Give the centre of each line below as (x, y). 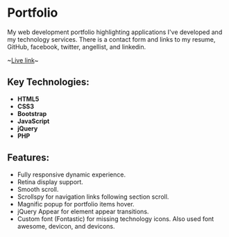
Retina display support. (50, 181)
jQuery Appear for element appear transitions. (83, 211)
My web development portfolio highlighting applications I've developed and (115, 32)
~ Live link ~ (23, 60)
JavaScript (33, 121)
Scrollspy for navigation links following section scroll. (93, 197)
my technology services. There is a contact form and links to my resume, (111, 39)
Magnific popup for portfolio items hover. (76, 204)
